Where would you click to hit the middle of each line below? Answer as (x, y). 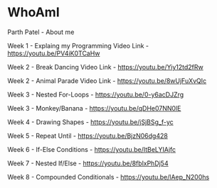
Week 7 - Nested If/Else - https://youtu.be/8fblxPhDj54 (88, 163)
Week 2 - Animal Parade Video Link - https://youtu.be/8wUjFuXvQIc (107, 81)
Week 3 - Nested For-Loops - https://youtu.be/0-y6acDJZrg (96, 94)
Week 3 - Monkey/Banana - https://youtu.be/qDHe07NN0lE (94, 108)
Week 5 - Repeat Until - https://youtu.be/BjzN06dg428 (88, 136)
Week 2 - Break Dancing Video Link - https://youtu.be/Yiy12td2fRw (106, 67)
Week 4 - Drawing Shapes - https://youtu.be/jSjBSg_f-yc (90, 122)
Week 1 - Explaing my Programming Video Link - (78, 45)
